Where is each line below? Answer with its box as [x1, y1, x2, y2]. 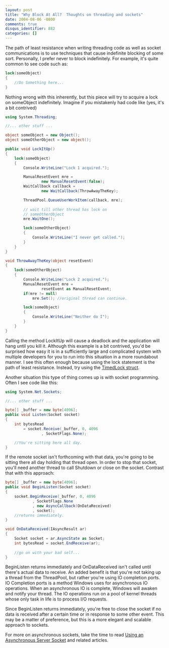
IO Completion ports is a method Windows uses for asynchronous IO [5, 580, 148, 586]
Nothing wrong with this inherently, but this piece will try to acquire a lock [5, 94, 158, 100]
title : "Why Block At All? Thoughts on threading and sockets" [5, 12, 143, 17]
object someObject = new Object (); [5, 132, 80, 138]
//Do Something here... [14, 80, 65, 85]
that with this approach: [5, 470, 54, 476]
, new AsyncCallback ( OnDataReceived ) [32, 503, 112, 508]
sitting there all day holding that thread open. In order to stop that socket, [5, 459, 157, 466]
